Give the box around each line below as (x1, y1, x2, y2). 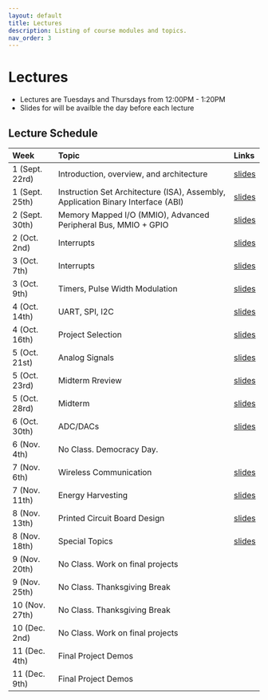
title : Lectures (8, 19, 62, 27)
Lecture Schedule (8, 126, 98, 140)
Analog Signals (57, 352, 114, 363)
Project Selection (57, 329, 122, 340)
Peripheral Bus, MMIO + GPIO (57, 219, 169, 230)
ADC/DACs (57, 421, 100, 432)
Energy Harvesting (57, 490, 128, 500)
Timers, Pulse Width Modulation (57, 283, 178, 294)
